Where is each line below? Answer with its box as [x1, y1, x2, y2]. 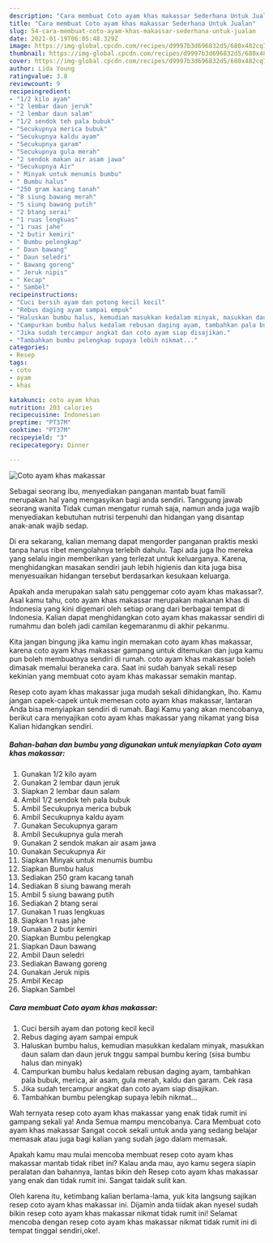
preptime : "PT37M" [9, 418, 71, 426]
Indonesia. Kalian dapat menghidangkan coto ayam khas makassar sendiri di [9, 612, 265, 622]
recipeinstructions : [9, 291, 79, 299]
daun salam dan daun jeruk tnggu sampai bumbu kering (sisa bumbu [20, 1049, 250, 1059]
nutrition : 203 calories [9, 403, 93, 412]
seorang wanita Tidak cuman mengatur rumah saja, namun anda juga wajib [9, 504, 260, 513]
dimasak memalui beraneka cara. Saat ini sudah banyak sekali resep [9, 662, 237, 672]
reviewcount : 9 [9, 79, 61, 88]
